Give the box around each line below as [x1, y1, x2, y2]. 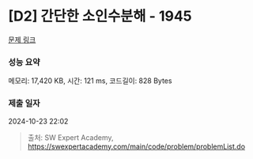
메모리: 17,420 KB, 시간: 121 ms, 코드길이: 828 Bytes [8, 76, 172, 85]
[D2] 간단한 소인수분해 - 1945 [8, 7, 192, 25]
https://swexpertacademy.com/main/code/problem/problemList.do [27, 142, 246, 151]
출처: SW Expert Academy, [27, 132, 114, 142]
